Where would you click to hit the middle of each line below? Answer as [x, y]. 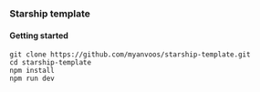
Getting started [39, 36]
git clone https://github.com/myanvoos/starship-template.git [130, 55]
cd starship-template [51, 63]
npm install [32, 71]
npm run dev [32, 79]
